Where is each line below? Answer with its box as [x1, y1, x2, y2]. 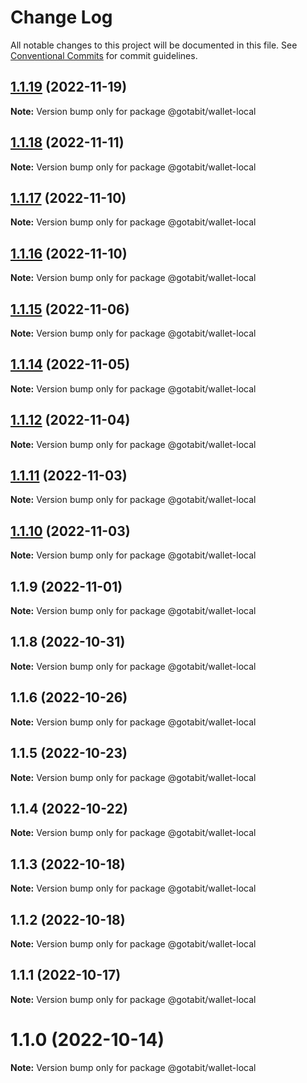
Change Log [10, 6, 113, 29]
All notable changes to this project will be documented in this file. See [10, 39, 298, 51]
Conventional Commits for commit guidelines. [10, 49, 198, 61]
